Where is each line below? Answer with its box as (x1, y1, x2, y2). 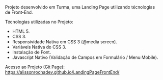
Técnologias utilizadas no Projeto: (5, 19, 74, 25)
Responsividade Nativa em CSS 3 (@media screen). (12, 39, 117, 45)
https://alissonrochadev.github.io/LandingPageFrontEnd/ (5, 69, 120, 75)
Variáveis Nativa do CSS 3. (12, 44, 66, 50)
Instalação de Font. (12, 49, 51, 55)
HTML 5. (12, 28, 30, 34)
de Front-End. (5, 9, 33, 15)
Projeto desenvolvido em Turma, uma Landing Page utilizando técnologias (5, 4, 155, 10)
